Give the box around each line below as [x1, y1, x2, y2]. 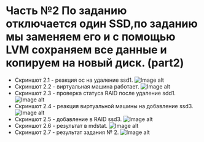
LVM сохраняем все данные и [6, 43, 167, 57]
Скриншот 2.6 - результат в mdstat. [14, 122, 108, 129]
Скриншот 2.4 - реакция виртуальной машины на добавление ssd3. [14, 102, 194, 109]
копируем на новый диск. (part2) [6, 56, 184, 70]
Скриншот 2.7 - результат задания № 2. [14, 128, 119, 136]
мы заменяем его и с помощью [6, 30, 176, 44]
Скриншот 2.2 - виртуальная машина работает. [14, 82, 139, 90]
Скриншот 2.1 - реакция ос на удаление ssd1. [14, 76, 133, 84]
